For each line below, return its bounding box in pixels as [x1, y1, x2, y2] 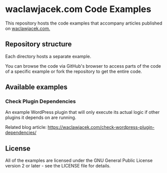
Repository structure [5, 40, 72, 49]
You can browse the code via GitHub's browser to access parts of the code [5, 63, 161, 69]
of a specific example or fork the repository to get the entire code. [5, 68, 142, 74]
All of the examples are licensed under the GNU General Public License [5, 157, 153, 163]
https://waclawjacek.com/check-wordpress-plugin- [47, 124, 155, 130]
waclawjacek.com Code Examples [5, 4, 151, 15]
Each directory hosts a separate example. [5, 53, 92, 59]
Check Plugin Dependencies [5, 98, 76, 105]
